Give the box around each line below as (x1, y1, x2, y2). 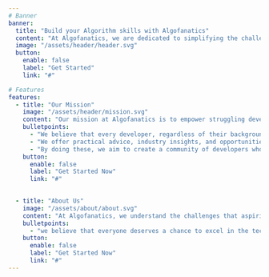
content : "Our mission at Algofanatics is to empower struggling (22, 115, 246, 124)
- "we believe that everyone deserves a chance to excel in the (29, 227, 249, 235)
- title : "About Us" (15, 197, 84, 205)
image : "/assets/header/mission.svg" (22, 108, 149, 116)
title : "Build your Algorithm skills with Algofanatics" (15, 26, 210, 34)
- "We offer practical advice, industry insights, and (29, 138, 217, 146)
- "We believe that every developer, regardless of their (29, 130, 227, 138)
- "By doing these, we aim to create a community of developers (29, 145, 249, 153)
